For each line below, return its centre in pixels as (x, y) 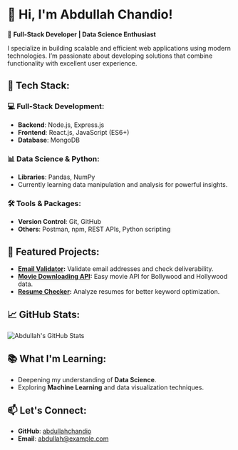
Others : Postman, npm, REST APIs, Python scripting (94, 229)
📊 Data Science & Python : (53, 158)
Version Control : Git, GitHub (59, 222)
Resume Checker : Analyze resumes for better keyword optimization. (119, 292)
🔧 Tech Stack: (38, 86)
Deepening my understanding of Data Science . (87, 379)
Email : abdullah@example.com (63, 439)
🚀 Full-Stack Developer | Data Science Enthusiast (82, 34)
